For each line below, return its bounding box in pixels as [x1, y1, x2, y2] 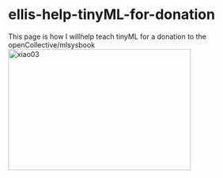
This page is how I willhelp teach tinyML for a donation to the [8, 32, 207, 41]
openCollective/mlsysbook [8, 40, 96, 49]
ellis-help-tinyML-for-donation [8, 6, 216, 24]
